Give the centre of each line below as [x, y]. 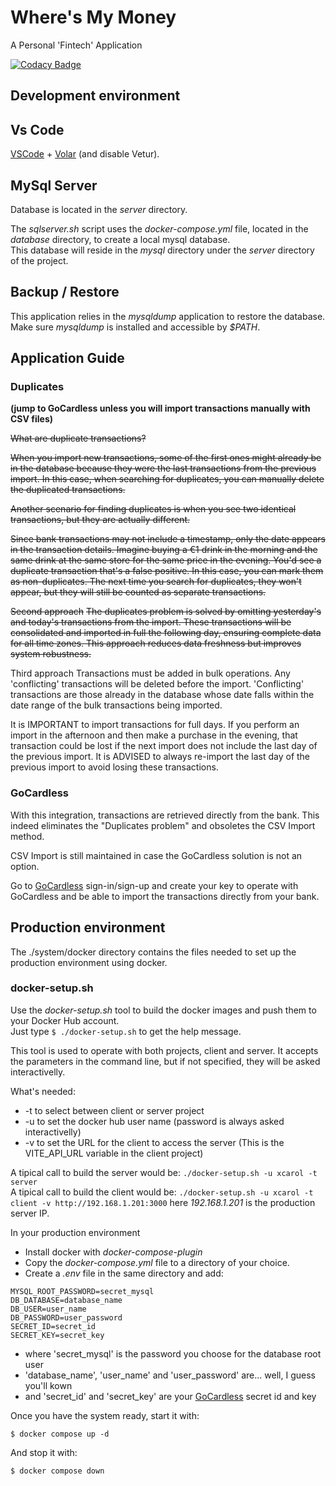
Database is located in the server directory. [99, 209]
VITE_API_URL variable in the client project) [114, 1153]
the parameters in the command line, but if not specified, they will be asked [165, 1061]
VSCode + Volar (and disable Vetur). [85, 154]
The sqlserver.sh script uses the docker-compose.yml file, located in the [159, 228]
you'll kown [48, 1385]
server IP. [30, 1213]
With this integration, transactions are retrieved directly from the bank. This [165, 815]
